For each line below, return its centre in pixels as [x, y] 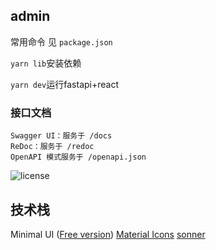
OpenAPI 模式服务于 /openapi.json [78, 157]
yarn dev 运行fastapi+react [65, 84]
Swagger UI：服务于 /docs [61, 136]
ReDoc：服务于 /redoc [52, 147]
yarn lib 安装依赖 [46, 63]
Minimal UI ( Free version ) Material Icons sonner [108, 234]
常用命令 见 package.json [61, 41]
